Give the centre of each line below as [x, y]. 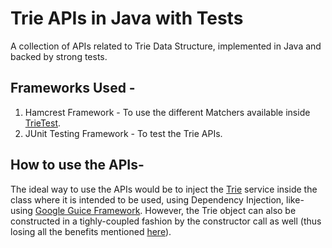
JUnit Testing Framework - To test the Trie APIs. [123, 133]
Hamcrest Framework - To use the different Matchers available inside [167, 112]
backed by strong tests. [59, 56]
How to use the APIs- [77, 165]
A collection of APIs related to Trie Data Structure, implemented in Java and [166, 46]
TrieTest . [43, 123]
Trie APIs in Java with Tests [127, 18]
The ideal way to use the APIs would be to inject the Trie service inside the [164, 189]
